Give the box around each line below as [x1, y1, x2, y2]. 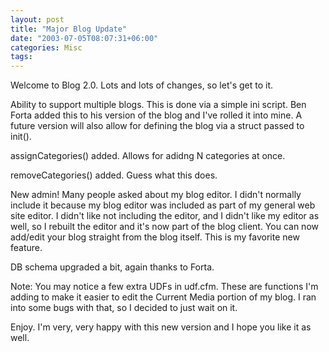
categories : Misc [10, 42, 83, 53]
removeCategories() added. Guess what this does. [10, 169, 218, 181]
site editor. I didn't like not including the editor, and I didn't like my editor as [10, 210, 320, 222]
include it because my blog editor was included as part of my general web [10, 199, 316, 211]
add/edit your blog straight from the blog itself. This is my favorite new [10, 231, 300, 243]
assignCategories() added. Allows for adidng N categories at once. [10, 150, 286, 162]
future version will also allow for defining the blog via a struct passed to [10, 120, 305, 132]
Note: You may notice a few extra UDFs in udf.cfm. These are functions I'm [10, 281, 319, 293]
